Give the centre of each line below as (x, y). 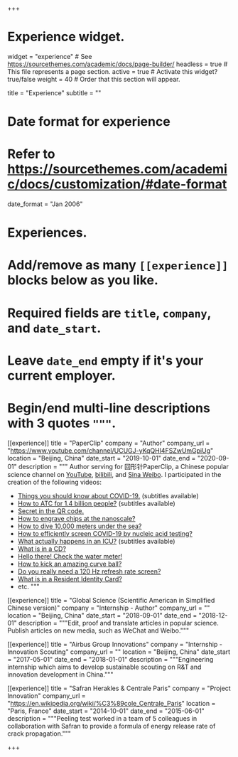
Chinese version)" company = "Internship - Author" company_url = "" (109, 608)
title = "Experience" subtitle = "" (54, 92)
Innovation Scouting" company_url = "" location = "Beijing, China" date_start (119, 652)
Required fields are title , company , (109, 313)
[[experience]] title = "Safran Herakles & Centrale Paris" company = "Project (119, 688)
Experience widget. (66, 37)
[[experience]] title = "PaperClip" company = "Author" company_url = (109, 443)
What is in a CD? (42, 549)
